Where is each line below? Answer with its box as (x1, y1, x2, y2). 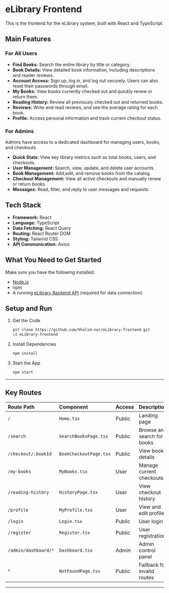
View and (138, 503, 161, 510)
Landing (138, 412, 158, 419)
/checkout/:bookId (8, 451, 52, 457)
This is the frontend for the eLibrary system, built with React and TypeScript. (5, 20, 164, 26)
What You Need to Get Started (5, 256, 102, 264)
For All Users (5, 50, 38, 57)
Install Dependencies (12, 341, 56, 347)
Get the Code (12, 318, 41, 324)
